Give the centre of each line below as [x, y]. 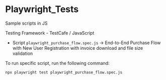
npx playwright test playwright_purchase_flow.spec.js [64, 72]
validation [23, 53]
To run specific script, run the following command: [57, 63]
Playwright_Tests [42, 9]
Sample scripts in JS [26, 23]
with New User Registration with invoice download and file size [78, 48]
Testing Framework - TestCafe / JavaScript [50, 33]
